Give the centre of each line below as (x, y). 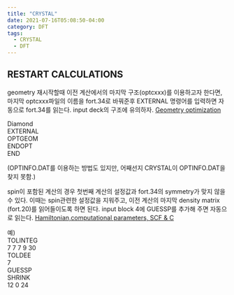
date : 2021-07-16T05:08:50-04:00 (56, 20)
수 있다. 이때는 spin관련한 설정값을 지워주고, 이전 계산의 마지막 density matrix (114, 200)
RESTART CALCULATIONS (65, 74)
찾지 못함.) (22, 176)
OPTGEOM (23, 138)
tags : (15, 33)
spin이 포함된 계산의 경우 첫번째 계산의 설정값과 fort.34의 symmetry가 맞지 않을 (116, 191)
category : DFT (28, 27)
